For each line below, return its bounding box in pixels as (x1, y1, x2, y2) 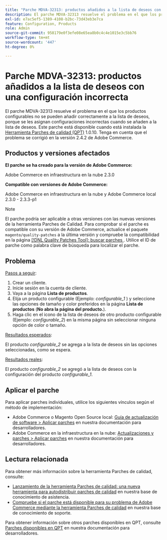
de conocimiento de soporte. (12, 510, 72, 516)
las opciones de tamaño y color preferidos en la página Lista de (12, 301, 143, 307)
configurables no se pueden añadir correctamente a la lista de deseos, (5, 113, 150, 119)
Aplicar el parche (5, 386, 60, 394)
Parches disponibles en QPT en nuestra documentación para (5, 525, 130, 531)
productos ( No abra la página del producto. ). (12, 306, 106, 312)
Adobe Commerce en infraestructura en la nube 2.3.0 (5, 172, 115, 178)
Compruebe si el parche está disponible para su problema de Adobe (12, 499, 153, 505)
